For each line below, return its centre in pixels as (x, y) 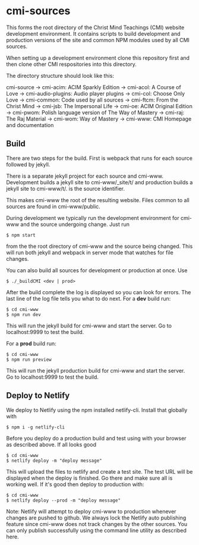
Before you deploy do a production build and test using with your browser (96, 438)
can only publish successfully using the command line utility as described (97, 530)
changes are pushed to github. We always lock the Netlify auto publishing (96, 518)
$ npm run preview (29, 360)
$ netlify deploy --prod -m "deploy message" (63, 500)
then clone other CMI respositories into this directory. (71, 64)
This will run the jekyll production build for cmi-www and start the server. (96, 370)
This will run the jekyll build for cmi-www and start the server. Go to (89, 326)
